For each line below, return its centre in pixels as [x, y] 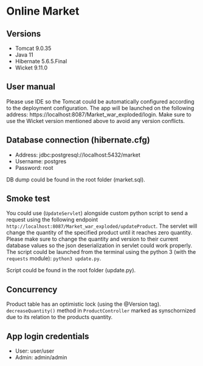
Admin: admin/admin [41, 357]
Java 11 [24, 55]
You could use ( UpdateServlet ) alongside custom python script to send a [97, 213]
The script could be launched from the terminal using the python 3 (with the [101, 252]
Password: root [34, 167]
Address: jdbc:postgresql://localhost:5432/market [78, 155]
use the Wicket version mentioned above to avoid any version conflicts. [96, 121]
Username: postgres [41, 161]
